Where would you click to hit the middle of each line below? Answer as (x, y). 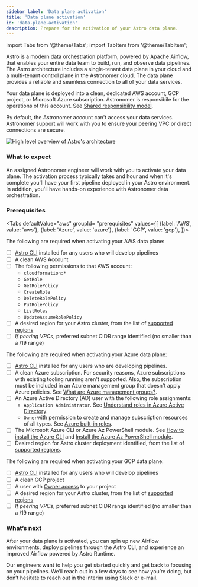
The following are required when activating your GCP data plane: (85, 461)
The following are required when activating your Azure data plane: (87, 354)
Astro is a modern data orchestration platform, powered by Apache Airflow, (98, 56)
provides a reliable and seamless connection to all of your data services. (94, 82)
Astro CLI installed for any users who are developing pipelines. (91, 366)
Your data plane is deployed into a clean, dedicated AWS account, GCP (92, 93)
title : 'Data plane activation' (46, 17)
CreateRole (37, 292)
